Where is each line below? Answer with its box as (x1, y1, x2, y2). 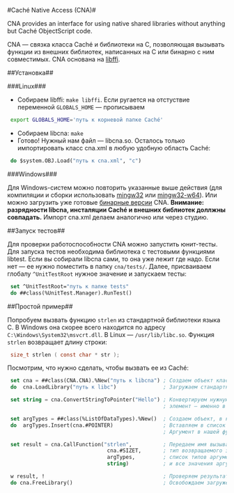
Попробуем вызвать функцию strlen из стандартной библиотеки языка (7, 315, 221, 324)
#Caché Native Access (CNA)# (7, 6, 96, 14)
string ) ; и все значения (107, 460, 214, 467)
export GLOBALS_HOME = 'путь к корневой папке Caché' (10, 116, 164, 123)
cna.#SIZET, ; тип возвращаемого (107, 447, 223, 455)
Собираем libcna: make (17, 129, 84, 137)
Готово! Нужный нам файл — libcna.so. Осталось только (17, 136, 186, 145)
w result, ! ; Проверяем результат (10, 473, 229, 480)
